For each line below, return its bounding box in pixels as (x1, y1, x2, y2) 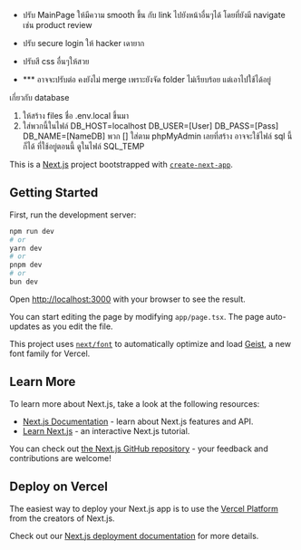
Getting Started (9, 185, 99, 200)
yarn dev (9, 244, 43, 253)
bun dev (9, 277, 39, 286)
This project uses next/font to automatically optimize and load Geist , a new (9, 338, 292, 349)
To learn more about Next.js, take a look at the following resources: (9, 398, 260, 409)
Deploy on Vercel (9, 479, 109, 495)
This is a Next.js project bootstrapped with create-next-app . (9, 159, 234, 169)
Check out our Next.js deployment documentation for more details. (9, 530, 259, 541)
